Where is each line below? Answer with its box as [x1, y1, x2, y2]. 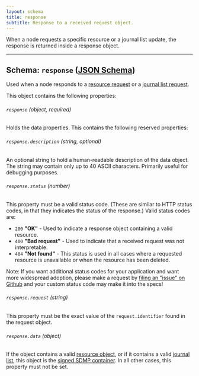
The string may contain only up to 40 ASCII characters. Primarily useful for [6, 162, 188, 170]
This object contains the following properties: [6, 93, 117, 100]
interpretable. [14, 244, 48, 251]
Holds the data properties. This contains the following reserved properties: [6, 124, 188, 131]
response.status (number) [6, 182, 70, 190]
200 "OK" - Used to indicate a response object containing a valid [14, 225, 173, 232]
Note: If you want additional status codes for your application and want [6, 267, 179, 275]
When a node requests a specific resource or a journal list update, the [6, 36, 176, 43]
